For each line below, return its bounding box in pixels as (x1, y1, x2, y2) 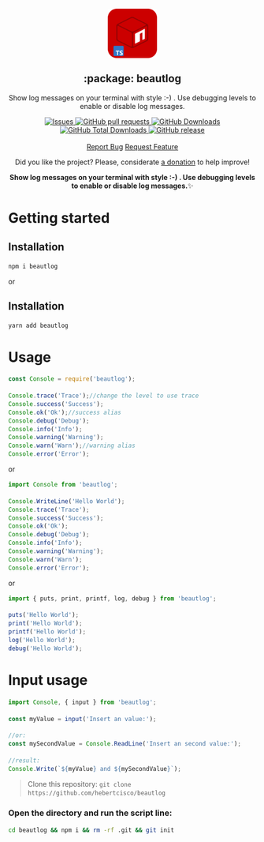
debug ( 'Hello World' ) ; (8, 645, 83, 652)
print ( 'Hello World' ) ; (8, 619, 83, 628)
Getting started (8, 209, 110, 227)
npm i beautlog (8, 262, 58, 270)
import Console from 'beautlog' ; (8, 481, 118, 489)
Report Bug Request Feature (86, 141, 179, 151)
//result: (8, 756, 41, 765)
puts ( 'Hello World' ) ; (8, 611, 80, 619)
